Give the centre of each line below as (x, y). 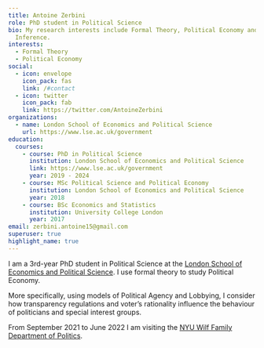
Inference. (33, 37)
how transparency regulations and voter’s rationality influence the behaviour (132, 303)
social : (21, 67)
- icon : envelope (44, 74)
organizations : (33, 118)
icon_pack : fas (47, 81)
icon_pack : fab (47, 103)
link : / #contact (49, 88)
